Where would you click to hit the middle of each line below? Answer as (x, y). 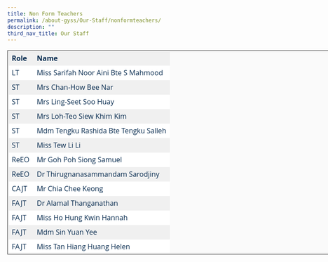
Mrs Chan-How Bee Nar (75, 87)
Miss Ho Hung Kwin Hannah (82, 218)
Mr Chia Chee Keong (70, 189)
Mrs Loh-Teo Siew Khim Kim (82, 116)
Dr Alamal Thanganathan (77, 203)
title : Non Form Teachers (45, 14)
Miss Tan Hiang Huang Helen (83, 247)
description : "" (31, 27)
